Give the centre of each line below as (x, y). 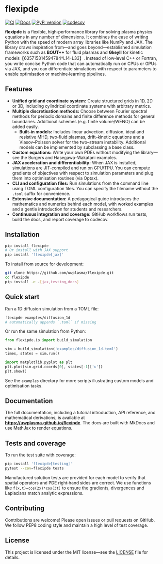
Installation (22, 234)
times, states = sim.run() (32, 354)
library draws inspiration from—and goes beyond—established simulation (78, 47)
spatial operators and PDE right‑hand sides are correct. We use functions (78, 483)
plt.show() (16, 371)
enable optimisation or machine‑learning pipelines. (56, 74)
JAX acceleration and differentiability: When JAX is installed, (74, 162)
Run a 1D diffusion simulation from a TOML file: (52, 308)
